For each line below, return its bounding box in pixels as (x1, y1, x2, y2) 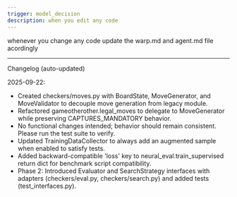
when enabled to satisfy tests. (17, 144, 106, 153)
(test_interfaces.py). (17, 181, 76, 190)
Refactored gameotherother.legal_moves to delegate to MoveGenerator (17, 107, 225, 115)
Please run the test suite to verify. (17, 129, 116, 138)
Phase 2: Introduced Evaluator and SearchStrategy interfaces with (17, 167, 210, 175)
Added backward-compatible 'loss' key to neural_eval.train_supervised (17, 151, 224, 160)
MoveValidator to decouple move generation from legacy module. (17, 99, 208, 107)
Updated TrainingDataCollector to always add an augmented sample (17, 136, 217, 145)
